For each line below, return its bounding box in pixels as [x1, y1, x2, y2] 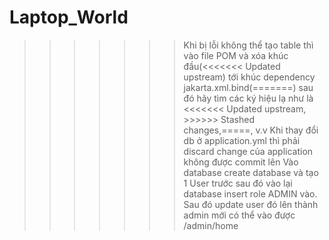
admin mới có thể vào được [183, 209, 296, 221]
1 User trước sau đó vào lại [183, 177, 293, 189]
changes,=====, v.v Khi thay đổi [183, 124, 319, 136]
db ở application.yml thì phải [183, 134, 301, 146]
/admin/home [183, 219, 239, 231]
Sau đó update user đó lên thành [183, 198, 319, 210]
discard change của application [183, 145, 314, 157]
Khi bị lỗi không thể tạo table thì [183, 39, 314, 51]
